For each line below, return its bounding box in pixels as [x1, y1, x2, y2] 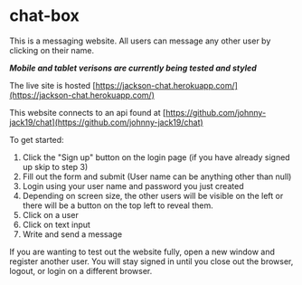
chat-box [9, 5, 80, 26]
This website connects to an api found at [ [9, 107, 166, 118]
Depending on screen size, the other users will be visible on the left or [22, 190, 284, 201]
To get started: [9, 134, 65, 145]
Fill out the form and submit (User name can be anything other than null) [22, 171, 292, 182]
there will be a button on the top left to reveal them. [22, 200, 214, 211]
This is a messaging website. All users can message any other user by [9, 35, 271, 46]
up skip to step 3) [22, 161, 89, 172]
